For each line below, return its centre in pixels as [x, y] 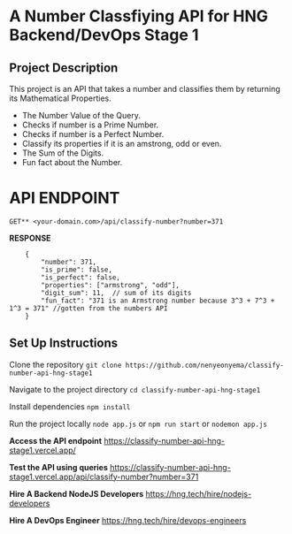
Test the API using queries [59, 467]
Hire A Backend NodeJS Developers [77, 493]
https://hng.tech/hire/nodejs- [199, 493]
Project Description [64, 68]
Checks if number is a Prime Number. [90, 125]
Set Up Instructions [64, 343]
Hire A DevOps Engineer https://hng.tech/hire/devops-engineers [128, 520]
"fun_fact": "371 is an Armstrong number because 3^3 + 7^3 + [158, 301]
